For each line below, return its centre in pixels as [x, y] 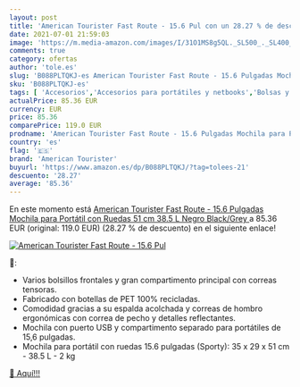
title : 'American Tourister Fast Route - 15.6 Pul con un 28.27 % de [142, 26]
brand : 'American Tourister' [63, 159]
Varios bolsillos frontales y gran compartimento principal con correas [149, 280]
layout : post [33, 17]
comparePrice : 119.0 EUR [55, 126]
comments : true [37, 51]
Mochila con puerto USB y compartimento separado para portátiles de [151, 328]
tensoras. [40, 290]
